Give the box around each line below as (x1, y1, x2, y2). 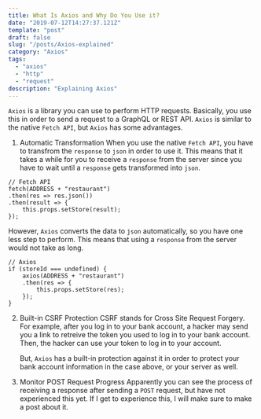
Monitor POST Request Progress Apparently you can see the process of (19, 377, 253, 387)
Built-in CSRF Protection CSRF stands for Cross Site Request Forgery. (19, 314, 245, 323)
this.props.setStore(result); (22, 206, 122, 214)
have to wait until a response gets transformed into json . (19, 163, 200, 173)
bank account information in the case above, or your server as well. (19, 362, 238, 372)
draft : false (8, 33, 51, 42)
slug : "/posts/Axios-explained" (8, 41, 114, 49)
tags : (8, 56, 26, 64)
